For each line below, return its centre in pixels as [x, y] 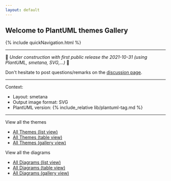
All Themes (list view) [35, 132]
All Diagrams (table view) [39, 168]
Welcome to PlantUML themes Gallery [67, 31]
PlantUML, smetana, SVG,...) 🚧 [37, 63]
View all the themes [26, 122]
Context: [14, 87]
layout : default [22, 10]
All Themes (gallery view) [39, 143]
